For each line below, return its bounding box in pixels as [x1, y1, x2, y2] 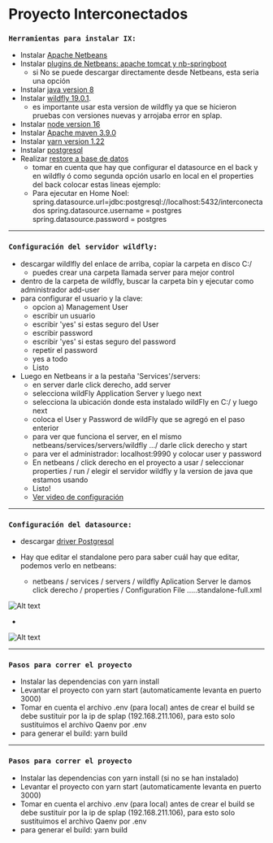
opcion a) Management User [32, 302, 128, 311]
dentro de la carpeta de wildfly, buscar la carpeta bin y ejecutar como [19, 276, 254, 285]
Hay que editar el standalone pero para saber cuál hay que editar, [19, 552, 240, 562]
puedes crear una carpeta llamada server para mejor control [32, 267, 235, 277]
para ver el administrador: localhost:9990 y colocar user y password [32, 449, 262, 458]
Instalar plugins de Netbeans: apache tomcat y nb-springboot [19, 59, 227, 69]
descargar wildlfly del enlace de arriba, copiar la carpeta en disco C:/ [19, 259, 253, 268]
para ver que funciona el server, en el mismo [32, 432, 182, 441]
